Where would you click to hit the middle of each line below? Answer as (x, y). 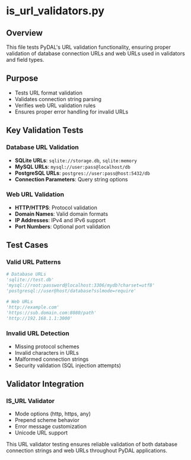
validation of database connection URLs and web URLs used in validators (95, 53)
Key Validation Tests (45, 130)
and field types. (25, 60)
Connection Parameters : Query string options (71, 179)
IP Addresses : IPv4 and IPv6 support (60, 220)
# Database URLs (26, 275)
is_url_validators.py (55, 11)
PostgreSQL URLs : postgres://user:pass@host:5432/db (82, 173)
